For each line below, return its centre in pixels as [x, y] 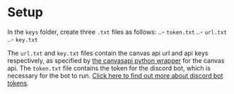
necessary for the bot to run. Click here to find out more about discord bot [115, 76]
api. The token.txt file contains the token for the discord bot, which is [109, 68]
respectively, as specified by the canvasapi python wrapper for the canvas [116, 60]
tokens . [18, 83]
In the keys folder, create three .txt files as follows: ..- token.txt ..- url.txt [117, 32]
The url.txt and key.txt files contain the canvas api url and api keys [108, 53]
